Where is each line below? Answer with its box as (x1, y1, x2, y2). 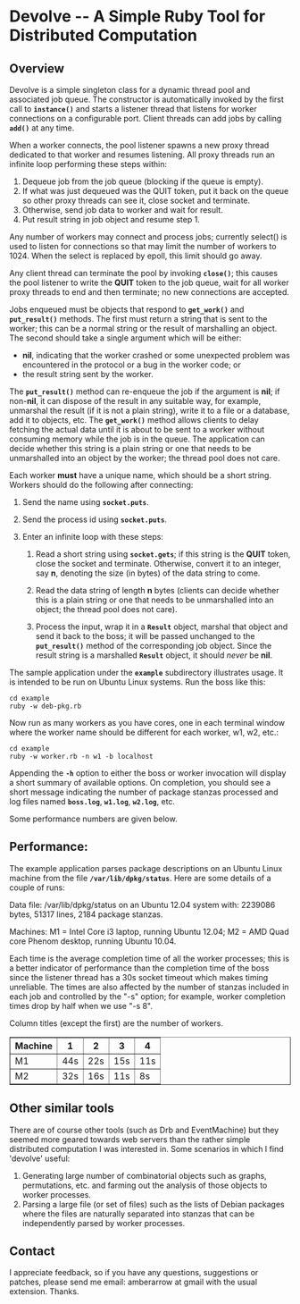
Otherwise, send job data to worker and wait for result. (21, 205, 223, 215)
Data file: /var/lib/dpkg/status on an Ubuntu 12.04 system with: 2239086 (9, 899, 276, 910)
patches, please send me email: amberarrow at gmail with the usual (9, 1276, 257, 1288)
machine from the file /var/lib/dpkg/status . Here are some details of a (9, 872, 271, 883)
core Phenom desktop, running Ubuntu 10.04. (9, 936, 177, 946)
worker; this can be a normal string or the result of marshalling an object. (9, 324, 278, 333)
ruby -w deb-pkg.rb (9, 702, 82, 711)
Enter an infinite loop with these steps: (21, 532, 163, 542)
